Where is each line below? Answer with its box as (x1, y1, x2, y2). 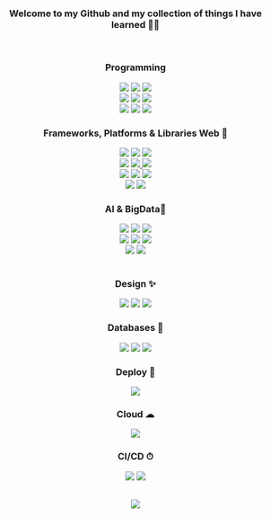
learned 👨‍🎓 (110, 18, 161, 31)
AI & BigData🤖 (104, 202, 167, 215)
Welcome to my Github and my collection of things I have (8, 7, 263, 20)
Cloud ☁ (116, 408, 155, 420)
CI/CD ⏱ (118, 451, 153, 463)
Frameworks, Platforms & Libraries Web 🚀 (42, 127, 229, 139)
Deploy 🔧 (115, 365, 156, 378)
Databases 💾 (107, 322, 164, 335)
